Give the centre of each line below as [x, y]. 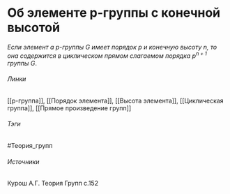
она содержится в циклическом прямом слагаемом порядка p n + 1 [107, 55]
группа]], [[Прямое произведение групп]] [69, 108]
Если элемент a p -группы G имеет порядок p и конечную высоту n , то [112, 47]
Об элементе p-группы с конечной [114, 13]
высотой [34, 28]
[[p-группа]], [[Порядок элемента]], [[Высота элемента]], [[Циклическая [116, 100]
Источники [23, 161]
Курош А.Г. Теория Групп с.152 [53, 184]
